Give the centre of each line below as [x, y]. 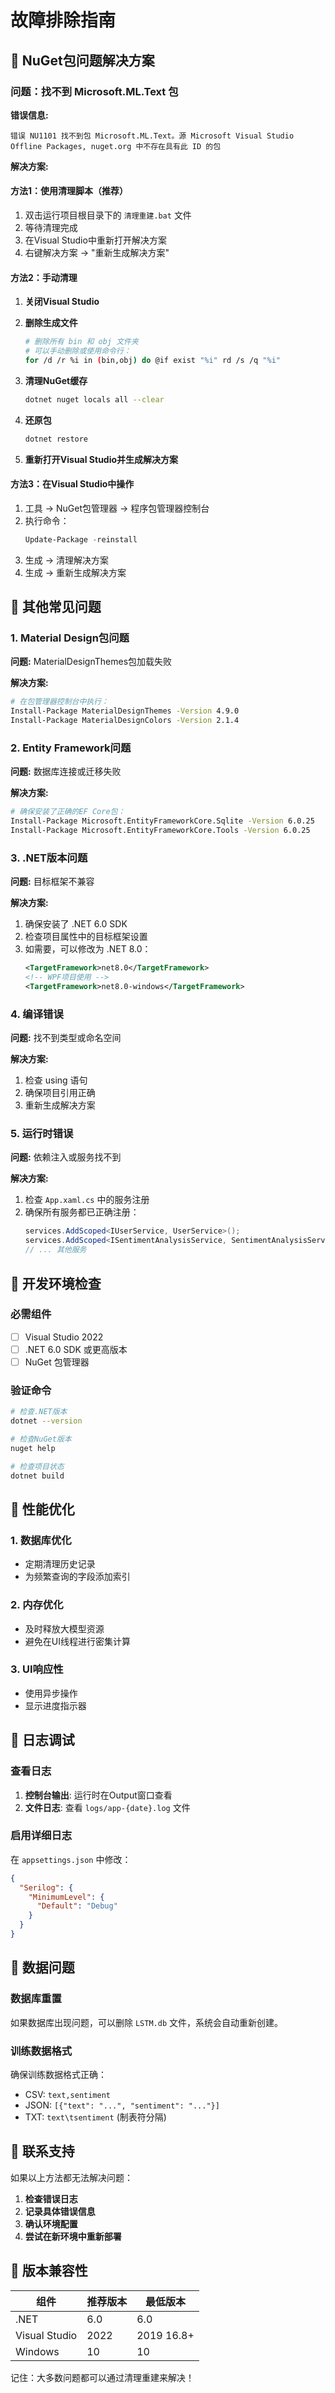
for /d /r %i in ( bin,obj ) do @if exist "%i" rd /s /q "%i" [152, 361]
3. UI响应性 [37, 1669]
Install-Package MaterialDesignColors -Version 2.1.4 [125, 721]
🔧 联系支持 [42, 2151]
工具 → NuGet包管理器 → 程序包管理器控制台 [117, 508]
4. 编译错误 [37, 1014]
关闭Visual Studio [62, 302]
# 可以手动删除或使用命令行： [78, 351]
